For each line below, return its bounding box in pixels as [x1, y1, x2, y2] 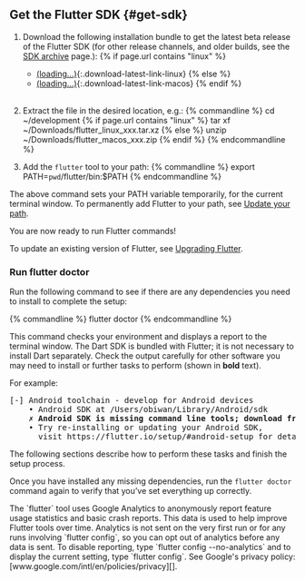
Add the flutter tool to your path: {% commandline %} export [22, 161, 256, 172]
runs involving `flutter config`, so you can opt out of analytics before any [9, 532, 280, 543]
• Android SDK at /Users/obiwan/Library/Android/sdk [28, 404, 269, 415]
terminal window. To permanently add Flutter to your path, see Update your [9, 198, 290, 209]
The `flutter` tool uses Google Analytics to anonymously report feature [9, 503, 272, 514]
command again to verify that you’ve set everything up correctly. [9, 486, 252, 497]
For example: [9, 378, 59, 389]
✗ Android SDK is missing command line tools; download [28, 413, 283, 424]
